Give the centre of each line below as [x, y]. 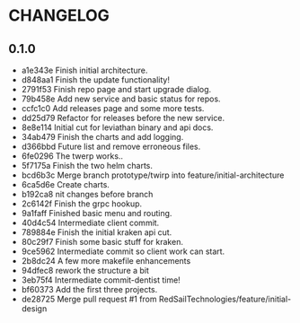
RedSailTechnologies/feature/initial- [225, 299]
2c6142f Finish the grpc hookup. [82, 204]
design [34, 309]
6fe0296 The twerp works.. [72, 156]
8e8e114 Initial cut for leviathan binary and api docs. [117, 127]
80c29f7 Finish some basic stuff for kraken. [102, 242]
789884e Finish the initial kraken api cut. [97, 232]
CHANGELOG [59, 16]
